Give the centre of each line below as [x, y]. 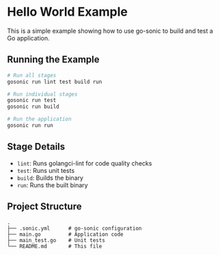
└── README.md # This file [55, 246]
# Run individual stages [42, 94]
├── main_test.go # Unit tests [56, 240]
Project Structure [44, 207]
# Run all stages [32, 75]
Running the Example [54, 60]
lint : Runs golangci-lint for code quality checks [84, 163]
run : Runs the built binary [52, 185]
